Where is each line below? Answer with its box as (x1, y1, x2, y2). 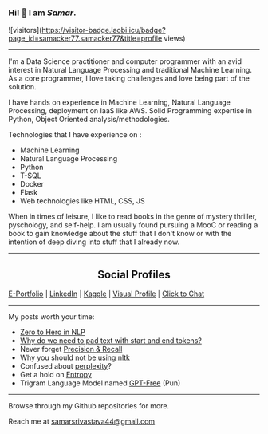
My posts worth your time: (8, 312, 95, 322)
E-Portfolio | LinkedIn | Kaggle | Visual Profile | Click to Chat (8, 289, 205, 298)
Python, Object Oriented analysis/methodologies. (8, 115, 170, 124)
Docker (19, 180, 45, 189)
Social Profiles (97, 267, 171, 282)
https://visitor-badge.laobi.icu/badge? (41, 26, 166, 35)
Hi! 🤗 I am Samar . (8, 7, 77, 18)
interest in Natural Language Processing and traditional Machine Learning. (8, 65, 253, 75)
